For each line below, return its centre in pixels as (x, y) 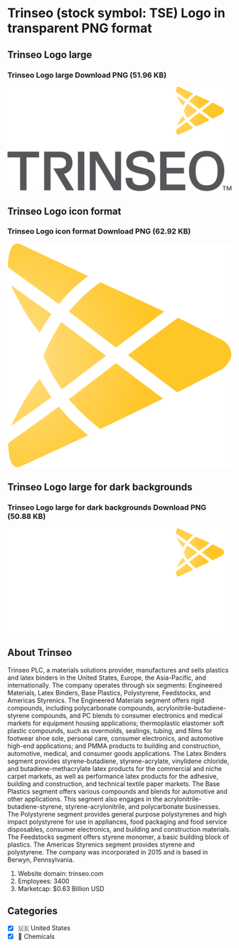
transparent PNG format (80, 28)
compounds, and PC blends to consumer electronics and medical (127, 715)
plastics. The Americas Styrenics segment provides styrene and (101, 844)
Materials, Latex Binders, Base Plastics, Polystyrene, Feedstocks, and (109, 692)
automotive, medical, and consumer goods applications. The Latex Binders (117, 753)
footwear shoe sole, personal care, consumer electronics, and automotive (116, 738)
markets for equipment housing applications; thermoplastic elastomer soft (116, 723)
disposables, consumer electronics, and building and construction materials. (119, 829)
